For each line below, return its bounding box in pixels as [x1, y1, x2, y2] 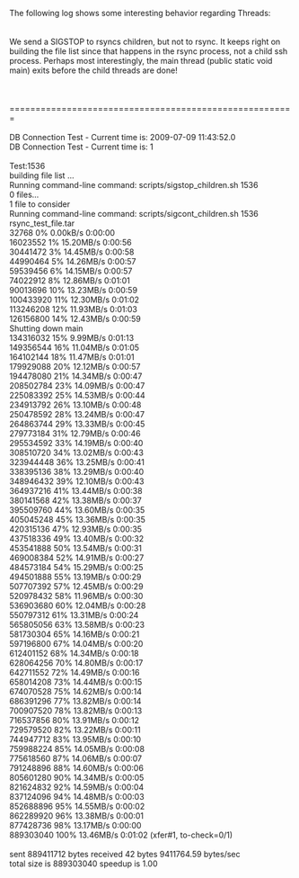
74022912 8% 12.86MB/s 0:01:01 [9, 275, 130, 286]
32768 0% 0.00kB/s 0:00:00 [9, 228, 115, 237]
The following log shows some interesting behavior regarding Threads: [9, 8, 271, 18]
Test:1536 [9, 161, 46, 171]
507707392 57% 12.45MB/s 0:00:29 [9, 581, 144, 592]
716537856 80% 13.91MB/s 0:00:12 [9, 715, 140, 725]
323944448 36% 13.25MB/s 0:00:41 [9, 457, 145, 467]
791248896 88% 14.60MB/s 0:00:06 [9, 763, 144, 773]
